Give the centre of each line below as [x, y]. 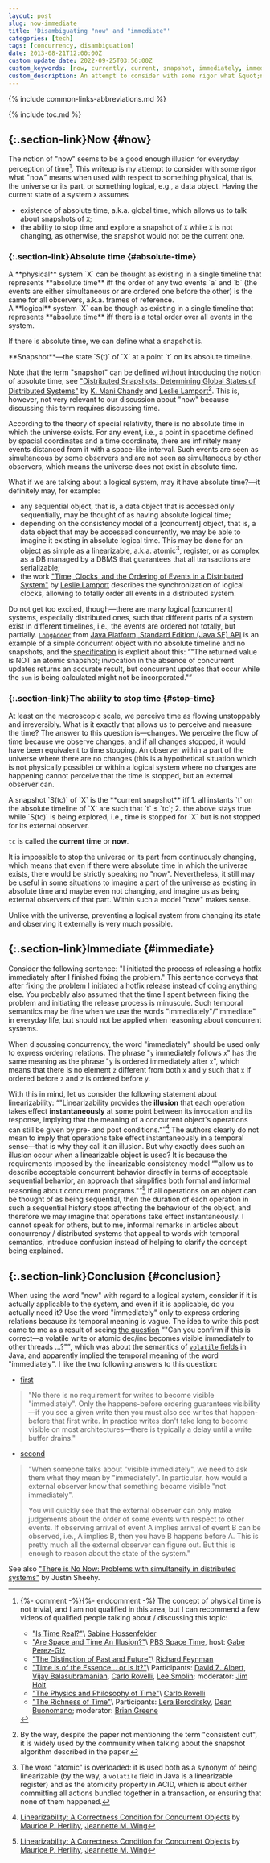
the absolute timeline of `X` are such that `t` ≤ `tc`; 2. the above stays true [130, 808]
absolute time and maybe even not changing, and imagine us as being [124, 891]
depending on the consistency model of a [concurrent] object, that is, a [138, 524]
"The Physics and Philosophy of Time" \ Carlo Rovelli [119, 1693]
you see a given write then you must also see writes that [135, 1412]
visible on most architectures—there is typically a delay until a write [139, 1429]
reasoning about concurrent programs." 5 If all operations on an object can [132, 1190]
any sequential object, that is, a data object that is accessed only [127, 506]
